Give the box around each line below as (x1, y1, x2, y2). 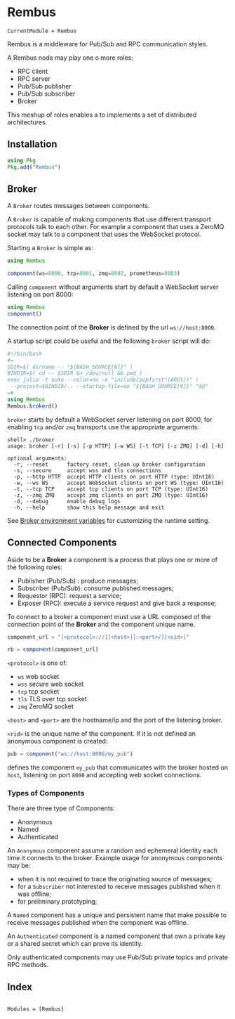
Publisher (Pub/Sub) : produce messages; (17, 576, 139, 585)
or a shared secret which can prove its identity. (7, 940, 143, 948)
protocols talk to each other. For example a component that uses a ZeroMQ (7, 223, 224, 231)
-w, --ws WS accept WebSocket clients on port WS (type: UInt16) (13, 479, 224, 486)
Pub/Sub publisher (17, 82, 72, 90)
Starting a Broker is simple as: (7, 244, 93, 252)
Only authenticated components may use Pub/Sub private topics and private (7, 953, 228, 961)
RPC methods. (7, 961, 49, 969)
